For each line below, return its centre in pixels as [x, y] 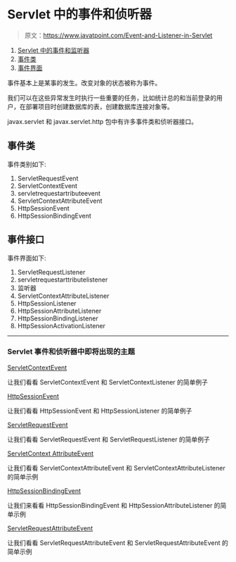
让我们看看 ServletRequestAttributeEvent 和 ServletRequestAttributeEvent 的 [118, 542]
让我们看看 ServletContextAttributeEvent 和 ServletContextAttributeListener [117, 468]
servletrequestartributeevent [59, 193]
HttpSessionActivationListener [61, 325]
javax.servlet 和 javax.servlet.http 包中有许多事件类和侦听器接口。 [103, 121]
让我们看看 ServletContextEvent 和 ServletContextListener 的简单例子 [108, 382]
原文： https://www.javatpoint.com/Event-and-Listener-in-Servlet [118, 35]
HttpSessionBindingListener [58, 318]
